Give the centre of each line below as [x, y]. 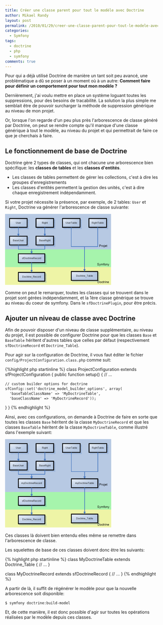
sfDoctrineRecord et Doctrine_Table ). [42, 345]
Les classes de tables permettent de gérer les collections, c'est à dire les [85, 177]
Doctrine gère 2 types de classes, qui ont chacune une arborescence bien [79, 163]
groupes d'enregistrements [39, 182]
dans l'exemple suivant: [29, 432]
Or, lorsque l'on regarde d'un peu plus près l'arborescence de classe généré [81, 120]
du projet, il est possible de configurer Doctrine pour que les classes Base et [81, 335]
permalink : [16, 26]
